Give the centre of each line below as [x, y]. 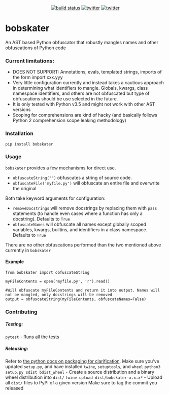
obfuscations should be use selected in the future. [65, 99]
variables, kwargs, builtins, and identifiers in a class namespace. [80, 229]
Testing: [14, 324]
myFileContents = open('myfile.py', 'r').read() [58, 281]
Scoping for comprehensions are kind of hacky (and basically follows [85, 115]
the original [24, 188]
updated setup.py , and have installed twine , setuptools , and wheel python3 [83, 366]
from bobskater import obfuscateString [47, 273]
